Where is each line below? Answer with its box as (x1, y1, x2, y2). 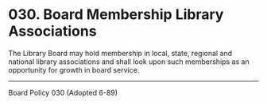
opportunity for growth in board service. (8, 65, 140, 74)
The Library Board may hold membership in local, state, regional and (8, 48, 233, 58)
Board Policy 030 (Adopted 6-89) (8, 88, 118, 97)
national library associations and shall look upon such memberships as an (8, 57, 250, 66)
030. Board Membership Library (8, 6, 224, 24)
